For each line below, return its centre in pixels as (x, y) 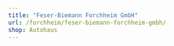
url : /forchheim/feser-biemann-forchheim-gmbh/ (87, 23)
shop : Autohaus (33, 30)
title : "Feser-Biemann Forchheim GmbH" (73, 15)
